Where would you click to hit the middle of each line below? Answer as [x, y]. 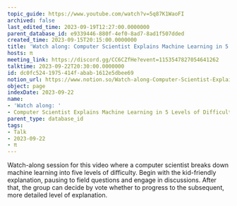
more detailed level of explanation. [57, 195]
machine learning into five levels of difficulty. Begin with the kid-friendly [112, 173]
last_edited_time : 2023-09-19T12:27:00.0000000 [79, 27]
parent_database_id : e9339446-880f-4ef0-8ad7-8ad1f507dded [96, 34]
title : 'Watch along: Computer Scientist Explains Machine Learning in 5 [118, 47]
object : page [26, 86]
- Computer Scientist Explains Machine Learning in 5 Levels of [104, 112]
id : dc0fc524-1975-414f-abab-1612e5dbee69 [71, 73]
